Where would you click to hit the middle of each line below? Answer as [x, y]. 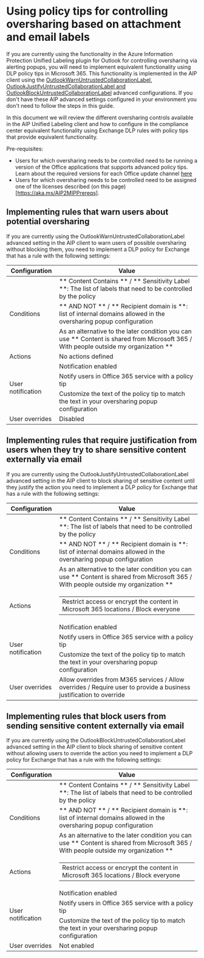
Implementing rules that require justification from [102, 441]
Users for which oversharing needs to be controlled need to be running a [106, 160]
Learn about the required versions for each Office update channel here [104, 173]
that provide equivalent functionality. [52, 137]
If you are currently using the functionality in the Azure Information [90, 54]
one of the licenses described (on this [63, 186]
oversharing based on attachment [94, 24]
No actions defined [86, 356]
